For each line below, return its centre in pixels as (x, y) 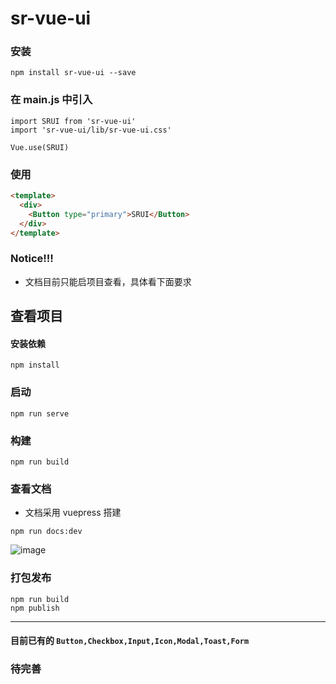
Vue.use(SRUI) (40, 147)
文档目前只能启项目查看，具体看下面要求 (108, 281)
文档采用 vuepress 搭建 (73, 513)
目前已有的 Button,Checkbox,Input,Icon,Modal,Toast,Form (130, 641)
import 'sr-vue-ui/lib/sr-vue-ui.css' (91, 130)
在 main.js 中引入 (51, 100)
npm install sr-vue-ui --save (73, 73)
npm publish (35, 608)
